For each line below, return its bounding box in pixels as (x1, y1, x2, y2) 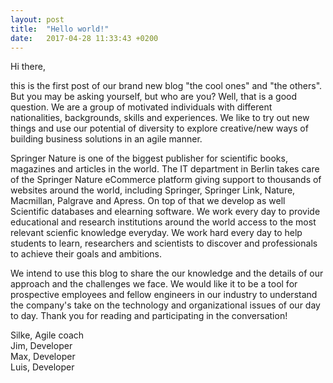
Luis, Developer (10, 361, 75, 373)
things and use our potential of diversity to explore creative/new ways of (10, 122, 309, 135)
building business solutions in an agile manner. (10, 133, 203, 145)
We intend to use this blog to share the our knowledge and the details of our (10, 267, 324, 280)
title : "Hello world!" (10, 24, 110, 34)
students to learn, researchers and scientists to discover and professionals (10, 237, 318, 250)
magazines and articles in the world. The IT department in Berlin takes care (10, 163, 320, 175)
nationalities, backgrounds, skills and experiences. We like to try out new (10, 112, 310, 124)
